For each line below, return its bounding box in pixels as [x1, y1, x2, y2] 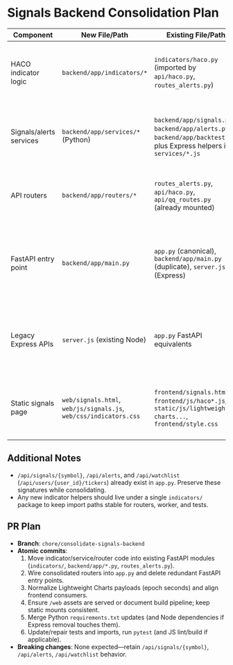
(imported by [153, 63, 196, 72]
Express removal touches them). [27, 620, 121, 629]
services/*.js [153, 150, 201, 157]
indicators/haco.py [153, 56, 218, 63]
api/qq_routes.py [153, 195, 212, 203]
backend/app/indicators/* [62, 68, 148, 77]
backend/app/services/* [62, 127, 141, 136]
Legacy [10, 330, 35, 340]
